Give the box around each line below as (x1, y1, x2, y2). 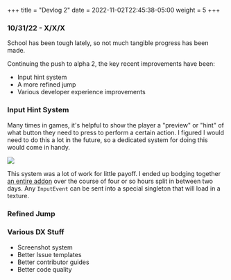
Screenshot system (17, 243, 73, 252)
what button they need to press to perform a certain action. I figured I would (7, 128, 224, 137)
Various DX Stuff (7, 227, 65, 237)
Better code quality (17, 265, 72, 273)
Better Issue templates (17, 250, 82, 259)
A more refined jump (17, 80, 76, 89)
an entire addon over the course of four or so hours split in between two (7, 177, 214, 185)
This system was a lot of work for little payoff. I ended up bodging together (7, 169, 221, 177)
